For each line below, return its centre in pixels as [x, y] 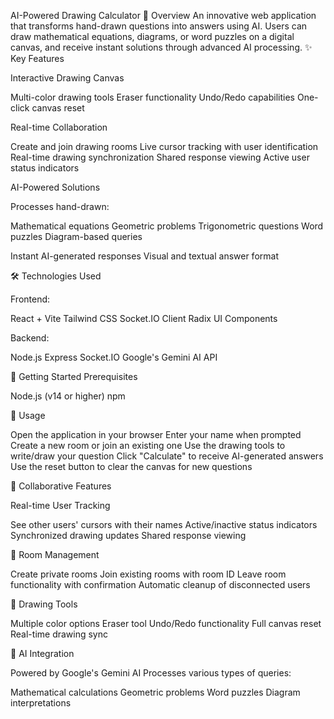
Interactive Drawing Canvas [67, 78]
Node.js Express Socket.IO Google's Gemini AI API [114, 357]
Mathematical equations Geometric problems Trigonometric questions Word [167, 226]
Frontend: [30, 299]
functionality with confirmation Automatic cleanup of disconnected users [160, 584]
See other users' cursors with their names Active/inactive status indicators [164, 524]
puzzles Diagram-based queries [76, 236]
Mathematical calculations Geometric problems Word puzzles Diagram [155, 692]
